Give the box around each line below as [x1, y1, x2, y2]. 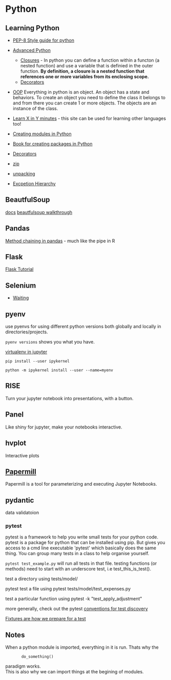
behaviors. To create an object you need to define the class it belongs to [12, 95, 166, 100]
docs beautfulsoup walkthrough [5, 209, 73, 215]
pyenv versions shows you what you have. [5, 339, 95, 345]
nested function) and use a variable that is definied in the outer [20, 63, 154, 68]
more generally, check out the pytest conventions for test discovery [5, 605, 148, 612]
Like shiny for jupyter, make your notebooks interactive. [5, 424, 122, 430]
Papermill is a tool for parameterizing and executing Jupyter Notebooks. [5, 481, 157, 487]
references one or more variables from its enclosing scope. [20, 74, 149, 80]
